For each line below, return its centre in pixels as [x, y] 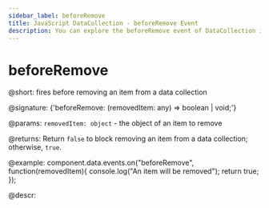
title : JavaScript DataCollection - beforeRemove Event [103, 23]
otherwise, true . [35, 147]
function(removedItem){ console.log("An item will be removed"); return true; [134, 171]
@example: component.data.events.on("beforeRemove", [101, 163]
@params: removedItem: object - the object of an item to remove [115, 123]
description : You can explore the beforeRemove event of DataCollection [132, 30]
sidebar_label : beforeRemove [57, 16]
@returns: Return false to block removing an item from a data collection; [128, 139]
